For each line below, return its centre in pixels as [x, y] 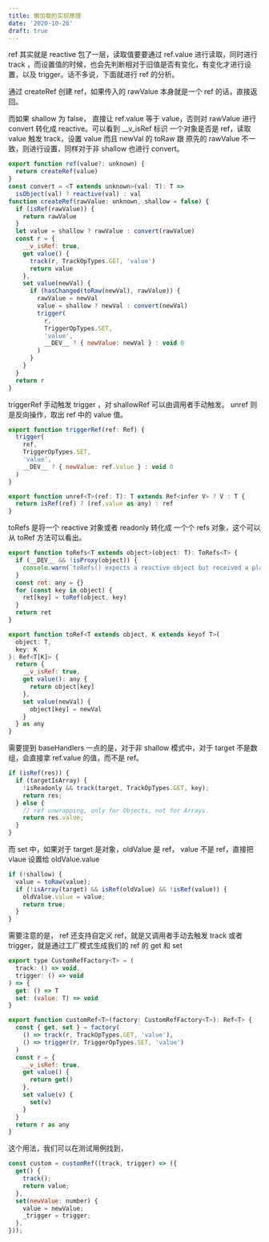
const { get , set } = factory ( [68, 1028]
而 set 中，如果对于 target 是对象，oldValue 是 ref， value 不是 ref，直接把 [131, 849]
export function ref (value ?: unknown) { [77, 164]
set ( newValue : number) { [57, 1201]
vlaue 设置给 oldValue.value [54, 859]
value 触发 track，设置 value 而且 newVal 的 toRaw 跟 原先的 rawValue [124, 139]
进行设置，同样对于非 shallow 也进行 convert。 [106, 149]
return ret [34, 613]
